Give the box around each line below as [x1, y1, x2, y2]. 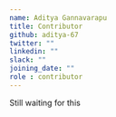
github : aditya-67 [9, 30, 79, 39]
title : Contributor [9, 22, 83, 31]
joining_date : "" [9, 64, 75, 73]
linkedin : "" [9, 47, 59, 56]
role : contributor [9, 73, 83, 82]
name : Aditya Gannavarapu [9, 13, 107, 23]
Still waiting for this [9, 97, 82, 108]
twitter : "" [9, 38, 54, 48]
